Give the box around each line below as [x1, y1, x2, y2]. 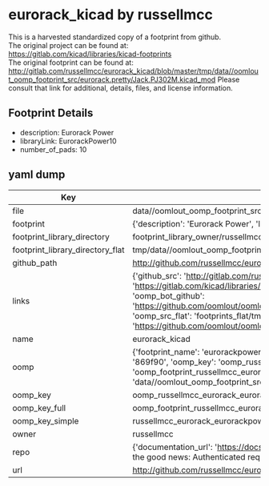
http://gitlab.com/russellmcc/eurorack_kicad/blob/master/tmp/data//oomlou [8, 66, 259, 75]
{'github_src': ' [131, 270, 187, 281]
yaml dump [8, 168, 66, 182]
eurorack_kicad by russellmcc [8, 6, 214, 24]
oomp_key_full [12, 402, 66, 413]
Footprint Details [8, 106, 94, 120]
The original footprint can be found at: [8, 58, 134, 67]
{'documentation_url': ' [131, 441, 218, 452]
